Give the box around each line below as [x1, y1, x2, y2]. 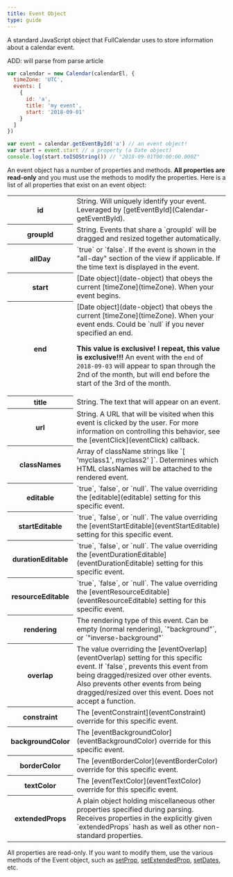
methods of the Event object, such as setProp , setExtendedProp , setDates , [7, 855, 221, 864]
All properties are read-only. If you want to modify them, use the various [7, 848, 214, 857]
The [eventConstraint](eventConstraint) [76, 707, 207, 717]
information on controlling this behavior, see [76, 426, 221, 436]
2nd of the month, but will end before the [76, 369, 210, 379]
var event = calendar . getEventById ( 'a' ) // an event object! [7, 140, 188, 148]
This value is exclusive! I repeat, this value [76, 343, 221, 353]
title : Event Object [7, 10, 67, 17]
